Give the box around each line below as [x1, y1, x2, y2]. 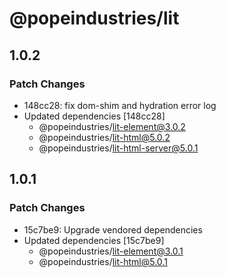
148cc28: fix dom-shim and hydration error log [23, 99, 217, 111]
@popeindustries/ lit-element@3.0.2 [38, 120, 186, 132]
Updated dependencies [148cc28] [23, 110, 166, 122]
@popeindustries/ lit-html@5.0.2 [38, 131, 171, 143]
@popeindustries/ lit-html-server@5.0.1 [38, 142, 199, 154]
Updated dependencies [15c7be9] [23, 234, 165, 246]
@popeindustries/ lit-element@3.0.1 [38, 245, 184, 257]
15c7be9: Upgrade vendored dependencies [23, 223, 203, 236]
